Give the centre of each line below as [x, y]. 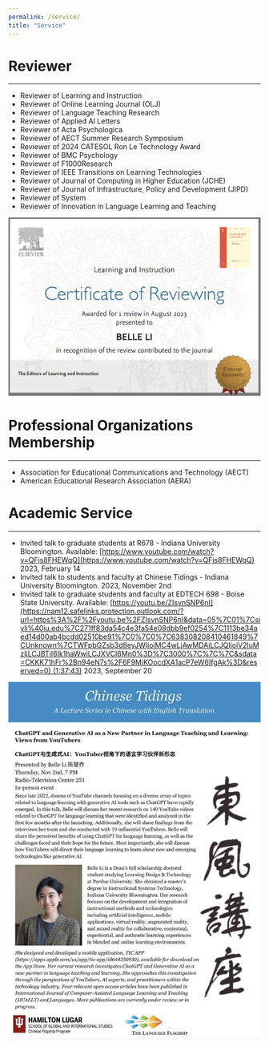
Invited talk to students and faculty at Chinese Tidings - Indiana [124, 577]
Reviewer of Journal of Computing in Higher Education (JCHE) [123, 181]
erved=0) [35, 671]
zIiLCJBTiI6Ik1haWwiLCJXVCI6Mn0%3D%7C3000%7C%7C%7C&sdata [139, 654]
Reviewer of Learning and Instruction [81, 95]
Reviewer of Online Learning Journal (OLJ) [90, 104]
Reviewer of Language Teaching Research [90, 113]
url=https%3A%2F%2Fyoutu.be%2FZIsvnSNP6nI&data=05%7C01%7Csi [140, 620]
